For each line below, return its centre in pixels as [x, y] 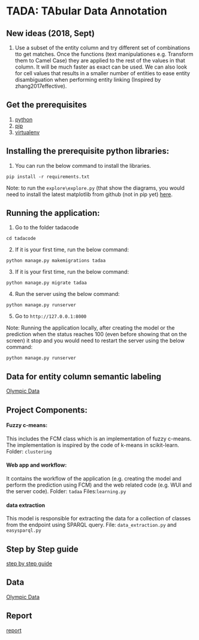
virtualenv [27, 132]
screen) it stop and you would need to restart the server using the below [95, 340]
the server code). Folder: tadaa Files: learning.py [66, 491]
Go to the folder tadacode [47, 227]
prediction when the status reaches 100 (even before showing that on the [97, 334]
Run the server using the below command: [67, 294]
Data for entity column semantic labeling [84, 376]
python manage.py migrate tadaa [46, 283]
